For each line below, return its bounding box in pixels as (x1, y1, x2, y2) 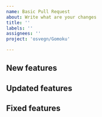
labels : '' (6, 25, 33, 31)
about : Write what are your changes (6, 14, 97, 20)
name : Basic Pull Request (6, 8, 70, 15)
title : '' (6, 19, 31, 25)
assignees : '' (6, 31, 42, 37)
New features (6, 63, 58, 73)
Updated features (6, 83, 73, 93)
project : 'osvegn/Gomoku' (6, 36, 70, 42)
